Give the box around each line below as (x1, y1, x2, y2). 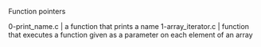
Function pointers (8, 7, 66, 16)
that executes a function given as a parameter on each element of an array (8, 31, 253, 39)
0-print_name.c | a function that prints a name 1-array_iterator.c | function (8, 22, 249, 31)
